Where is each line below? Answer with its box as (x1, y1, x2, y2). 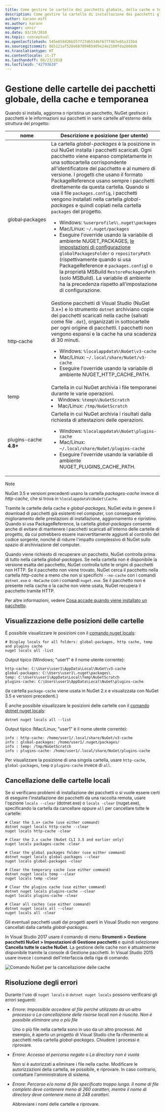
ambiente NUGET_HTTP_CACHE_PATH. (59, 371, 150, 378)
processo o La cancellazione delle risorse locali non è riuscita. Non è (12, 1012, 152, 1018)
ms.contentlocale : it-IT (5, 53, 56, 58)
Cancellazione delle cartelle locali (5, 776, 110, 785)
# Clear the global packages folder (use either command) (5, 850, 126, 855)
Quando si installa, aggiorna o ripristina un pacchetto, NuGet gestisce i (5, 110, 148, 116)
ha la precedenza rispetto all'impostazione (59, 281, 158, 288)
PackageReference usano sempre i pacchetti (51, 178, 155, 185)
